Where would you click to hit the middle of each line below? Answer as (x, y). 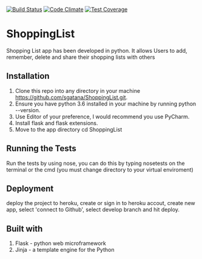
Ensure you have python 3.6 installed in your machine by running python (106, 104)
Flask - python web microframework (60, 243)
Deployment (30, 188)
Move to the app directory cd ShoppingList (69, 129)
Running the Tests (42, 149)
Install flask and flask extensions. (56, 123)
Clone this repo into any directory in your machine (78, 90)
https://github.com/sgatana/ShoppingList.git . (71, 97)
